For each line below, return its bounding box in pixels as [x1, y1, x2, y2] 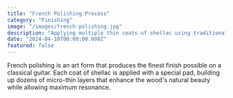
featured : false [7, 42, 54, 49]
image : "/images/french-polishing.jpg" [7, 23, 123, 30]
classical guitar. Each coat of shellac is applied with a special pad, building [7, 68, 221, 77]
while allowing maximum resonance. [7, 84, 111, 91]
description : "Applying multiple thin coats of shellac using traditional [7, 29, 228, 37]
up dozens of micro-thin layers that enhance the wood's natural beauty [7, 76, 211, 84]
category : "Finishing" [7, 17, 73, 23]
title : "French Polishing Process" [7, 10, 110, 17]
